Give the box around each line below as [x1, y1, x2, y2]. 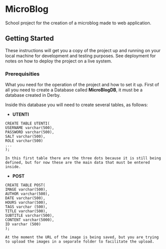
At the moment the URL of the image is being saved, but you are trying [5, 235, 159, 240]
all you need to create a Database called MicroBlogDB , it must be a [5, 87, 143, 93]
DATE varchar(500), [5, 196, 46, 201]
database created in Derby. [5, 92, 61, 98]
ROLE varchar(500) [5, 138, 43, 143]
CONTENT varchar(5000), [5, 217, 55, 223]
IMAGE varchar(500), [5, 187, 48, 192]
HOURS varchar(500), [5, 200, 48, 205]
